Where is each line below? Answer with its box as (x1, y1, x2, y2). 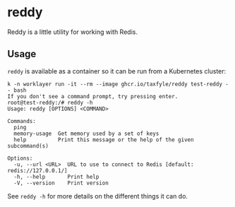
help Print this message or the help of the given (13, 136, 194, 143)
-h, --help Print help (13, 173, 100, 180)
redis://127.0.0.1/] (7, 167, 68, 174)
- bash (7, 86, 27, 94)
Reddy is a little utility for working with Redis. (7, 28, 138, 36)
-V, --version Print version (13, 179, 109, 187)
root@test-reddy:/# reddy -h (7, 99, 93, 106)
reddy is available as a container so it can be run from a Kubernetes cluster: (7, 66, 227, 75)
